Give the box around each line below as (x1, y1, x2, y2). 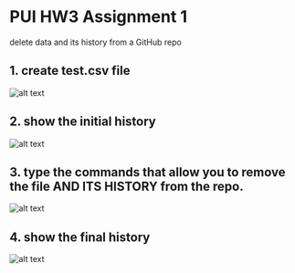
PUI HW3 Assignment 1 (9, 6, 188, 27)
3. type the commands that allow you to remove (9, 164, 286, 180)
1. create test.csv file (9, 63, 131, 79)
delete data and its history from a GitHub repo (9, 37, 183, 47)
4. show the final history (9, 229, 151, 245)
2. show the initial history (9, 114, 157, 130)
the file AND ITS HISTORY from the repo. (9, 178, 244, 194)
